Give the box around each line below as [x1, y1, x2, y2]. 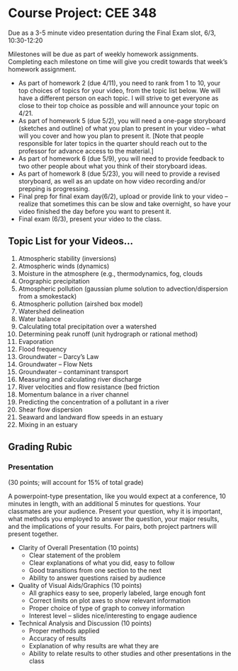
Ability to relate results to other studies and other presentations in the [28, 649, 232, 658]
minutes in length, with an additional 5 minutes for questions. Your [8, 500, 201, 508]
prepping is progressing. [18, 184, 91, 193]
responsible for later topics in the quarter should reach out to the [18, 139, 208, 147]
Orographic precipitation [18, 277, 91, 285]
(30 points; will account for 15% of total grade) [8, 478, 144, 487]
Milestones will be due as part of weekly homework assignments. [8, 50, 199, 58]
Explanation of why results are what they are [28, 642, 159, 650]
